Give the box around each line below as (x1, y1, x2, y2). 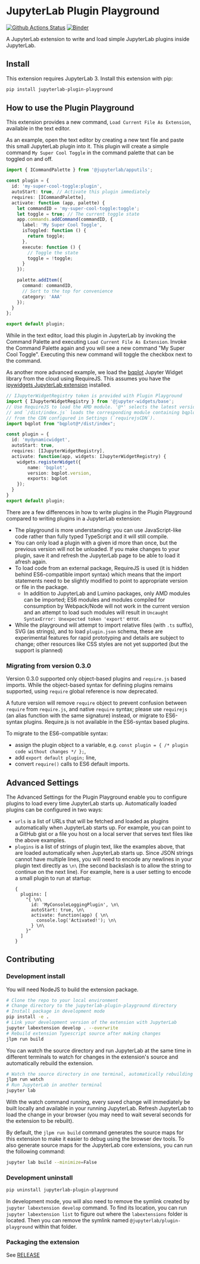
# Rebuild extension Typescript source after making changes (6, 1030, 161, 1036)
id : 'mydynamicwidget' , (11, 437, 70, 443)
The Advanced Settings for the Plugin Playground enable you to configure (6, 793, 187, 801)
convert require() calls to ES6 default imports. (14, 761, 130, 768)
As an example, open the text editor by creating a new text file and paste (6, 136, 185, 144)
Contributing (6, 954, 55, 964)
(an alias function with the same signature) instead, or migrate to (6, 712, 165, 719)
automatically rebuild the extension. (6, 1059, 94, 1067)
